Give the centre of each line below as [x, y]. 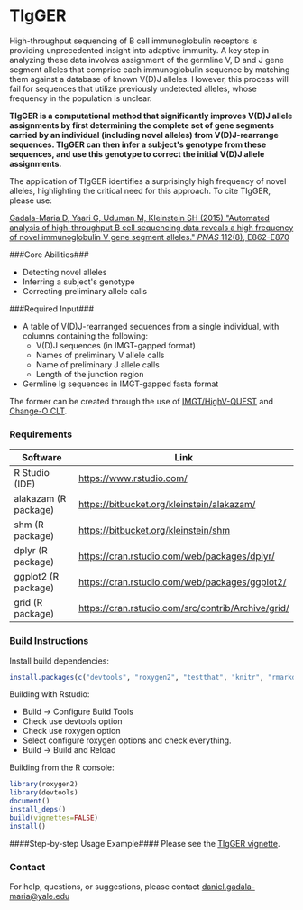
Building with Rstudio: [50, 694]
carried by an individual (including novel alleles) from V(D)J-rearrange [144, 135]
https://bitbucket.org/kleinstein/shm [154, 531]
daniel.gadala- [228, 887]
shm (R [29, 525]
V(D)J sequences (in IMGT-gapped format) [116, 345]
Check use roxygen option [71, 731]
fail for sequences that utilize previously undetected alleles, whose [133, 88]
